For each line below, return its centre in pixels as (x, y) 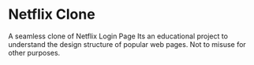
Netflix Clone (52, 14)
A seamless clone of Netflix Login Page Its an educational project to (118, 36)
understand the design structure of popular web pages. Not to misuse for (127, 44)
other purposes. (34, 52)
